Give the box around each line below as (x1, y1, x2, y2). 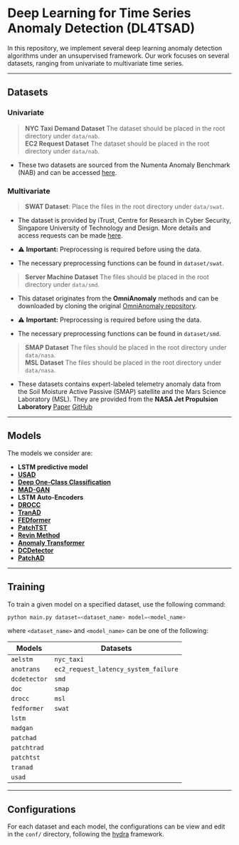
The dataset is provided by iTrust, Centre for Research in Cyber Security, (17, 216, 231, 224)
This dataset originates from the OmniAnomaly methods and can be (17, 294, 219, 303)
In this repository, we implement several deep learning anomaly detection (7, 44, 223, 52)
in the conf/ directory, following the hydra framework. (7, 830, 165, 839)
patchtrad (11, 744, 44, 752)
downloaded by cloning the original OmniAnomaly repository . (17, 301, 198, 310)
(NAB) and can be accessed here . (17, 168, 117, 176)
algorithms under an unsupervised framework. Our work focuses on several (7, 51, 230, 60)
